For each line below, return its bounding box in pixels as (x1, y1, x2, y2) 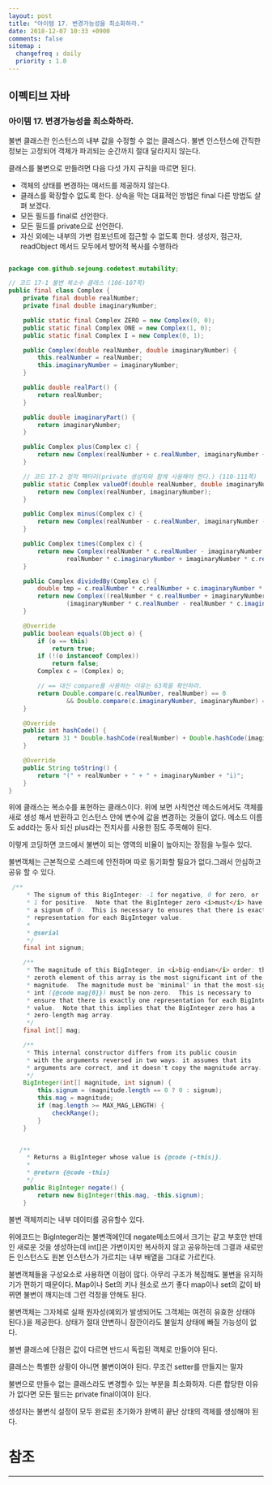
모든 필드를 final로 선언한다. (19, 210, 108, 220)
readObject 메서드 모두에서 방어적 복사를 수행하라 (19, 241, 179, 251)
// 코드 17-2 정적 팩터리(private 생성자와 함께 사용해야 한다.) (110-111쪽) (23, 473, 257, 481)
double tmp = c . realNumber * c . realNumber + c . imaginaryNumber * (37, 585, 263, 593)
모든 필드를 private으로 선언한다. (19, 221, 124, 231)
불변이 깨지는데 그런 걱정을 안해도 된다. (23, 1289, 147, 1299)
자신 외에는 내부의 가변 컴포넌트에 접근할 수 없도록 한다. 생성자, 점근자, (19, 231, 243, 240)
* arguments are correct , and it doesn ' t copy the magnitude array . (26, 1064, 263, 1072)
